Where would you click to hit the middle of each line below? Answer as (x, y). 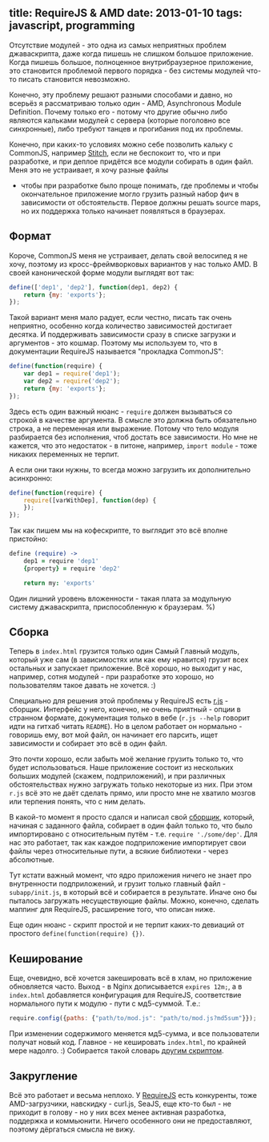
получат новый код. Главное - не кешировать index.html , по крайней (128, 1043)
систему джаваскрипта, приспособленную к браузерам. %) (112, 607)
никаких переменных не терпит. (64, 454)
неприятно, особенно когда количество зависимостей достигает (121, 326)
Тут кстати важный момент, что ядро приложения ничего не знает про (130, 875)
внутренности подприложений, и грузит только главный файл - (118, 884)
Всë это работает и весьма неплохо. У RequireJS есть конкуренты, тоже (133, 1095)
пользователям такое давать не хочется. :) (82, 686)
